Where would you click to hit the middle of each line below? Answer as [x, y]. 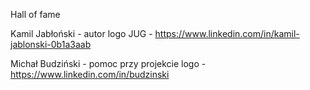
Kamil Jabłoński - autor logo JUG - [81, 33]
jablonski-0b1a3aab [51, 44]
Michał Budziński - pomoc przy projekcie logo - [108, 63]
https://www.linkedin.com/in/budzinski [90, 74]
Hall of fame [35, 14]
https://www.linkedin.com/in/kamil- [227, 33]
